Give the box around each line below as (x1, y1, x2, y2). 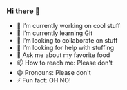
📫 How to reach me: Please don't (16, 58, 113, 67)
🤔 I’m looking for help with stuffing (16, 44, 115, 52)
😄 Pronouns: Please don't (16, 69, 91, 77)
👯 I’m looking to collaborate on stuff (16, 36, 118, 45)
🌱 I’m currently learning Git (16, 29, 93, 37)
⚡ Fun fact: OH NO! (16, 76, 71, 85)
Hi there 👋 (6, 6, 41, 16)
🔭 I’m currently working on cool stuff (16, 22, 121, 30)
